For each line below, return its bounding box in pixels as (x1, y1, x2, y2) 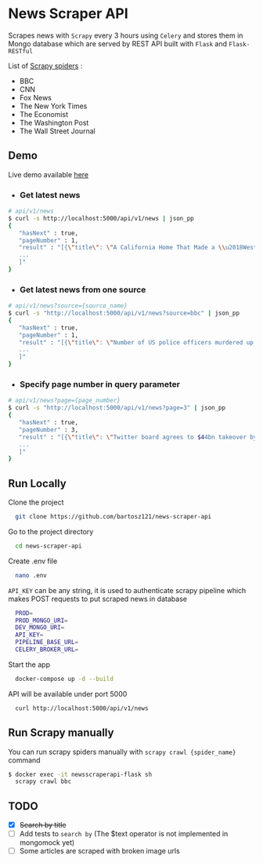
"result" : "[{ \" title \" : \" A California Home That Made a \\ (18, 244, 225, 252)
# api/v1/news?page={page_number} (8, 397, 121, 405)
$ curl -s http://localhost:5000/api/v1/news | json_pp (8, 214, 194, 222)
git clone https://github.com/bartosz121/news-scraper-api (15, 513, 212, 521)
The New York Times (19, 101, 88, 111)
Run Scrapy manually (8, 726, 114, 740)
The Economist (19, 109, 69, 118)
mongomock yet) (19, 838, 75, 847)
